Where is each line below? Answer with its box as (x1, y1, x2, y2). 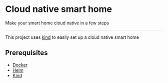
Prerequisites (5, 49, 48, 57)
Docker (12, 62, 28, 68)
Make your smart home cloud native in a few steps (5, 20, 109, 26)
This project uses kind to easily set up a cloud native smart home (5, 34, 139, 40)
